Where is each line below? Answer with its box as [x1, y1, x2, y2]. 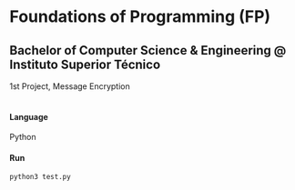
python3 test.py [9, 173, 71, 182]
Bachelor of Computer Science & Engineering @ [9, 43, 287, 58]
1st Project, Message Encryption [9, 81, 130, 92]
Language [9, 111, 48, 122]
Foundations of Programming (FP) [9, 6, 271, 27]
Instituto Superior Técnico [9, 56, 161, 72]
